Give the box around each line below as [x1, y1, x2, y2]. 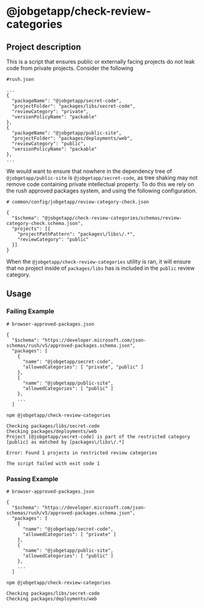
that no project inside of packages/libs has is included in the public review [6, 265, 195, 272]
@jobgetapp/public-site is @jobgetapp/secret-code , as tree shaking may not [6, 174, 198, 181]
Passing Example [6, 474, 59, 483]
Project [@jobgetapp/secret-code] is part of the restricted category [6, 433, 191, 439]
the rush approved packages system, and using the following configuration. [6, 187, 197, 194]
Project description [6, 42, 81, 52]
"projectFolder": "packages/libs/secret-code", [12, 103, 136, 109]
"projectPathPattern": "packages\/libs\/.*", [17, 231, 136, 237]
